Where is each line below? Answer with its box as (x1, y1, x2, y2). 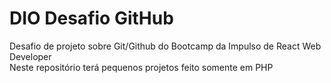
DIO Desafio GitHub (9, 7, 174, 30)
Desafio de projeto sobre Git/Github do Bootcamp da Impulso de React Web (9, 40, 322, 52)
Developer (9, 50, 52, 62)
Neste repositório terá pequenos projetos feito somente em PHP (9, 61, 274, 73)
